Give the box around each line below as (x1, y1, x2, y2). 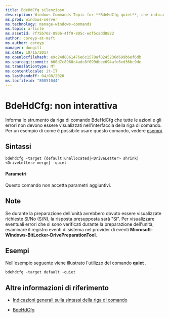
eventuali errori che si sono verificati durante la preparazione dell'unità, (5, 221, 154, 227)
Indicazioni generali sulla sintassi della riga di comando (12, 297, 128, 303)
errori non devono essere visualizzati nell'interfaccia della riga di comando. (5, 122, 162, 128)
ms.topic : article (5, 26, 44, 31)
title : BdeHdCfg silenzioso (5, 7, 65, 13)
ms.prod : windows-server (5, 17, 58, 22)
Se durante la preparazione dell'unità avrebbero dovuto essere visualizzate (5, 210, 162, 216)
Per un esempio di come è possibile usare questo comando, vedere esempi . (5, 127, 163, 133)
